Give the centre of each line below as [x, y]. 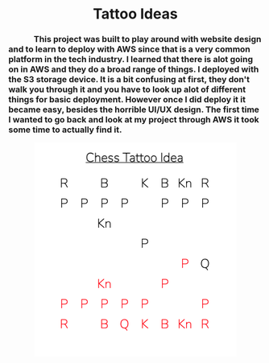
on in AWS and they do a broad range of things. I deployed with [134, 69]
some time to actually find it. [65, 130]
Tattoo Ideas [135, 14]
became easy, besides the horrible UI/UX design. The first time [134, 109]
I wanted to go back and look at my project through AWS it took [134, 120]
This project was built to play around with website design [147, 39]
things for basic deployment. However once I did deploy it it [127, 100]
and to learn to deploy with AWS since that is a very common [130, 49]
